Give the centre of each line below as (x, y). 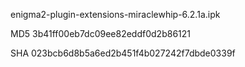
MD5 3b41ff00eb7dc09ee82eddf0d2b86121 (100, 33)
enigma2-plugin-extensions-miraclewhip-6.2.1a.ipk (115, 14)
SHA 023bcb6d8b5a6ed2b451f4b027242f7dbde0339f (123, 53)
